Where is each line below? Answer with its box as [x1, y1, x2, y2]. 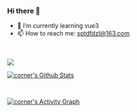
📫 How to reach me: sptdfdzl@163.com [16, 29, 130, 38]
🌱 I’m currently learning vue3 [16, 22, 99, 30]
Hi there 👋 [7, 6, 41, 16]
